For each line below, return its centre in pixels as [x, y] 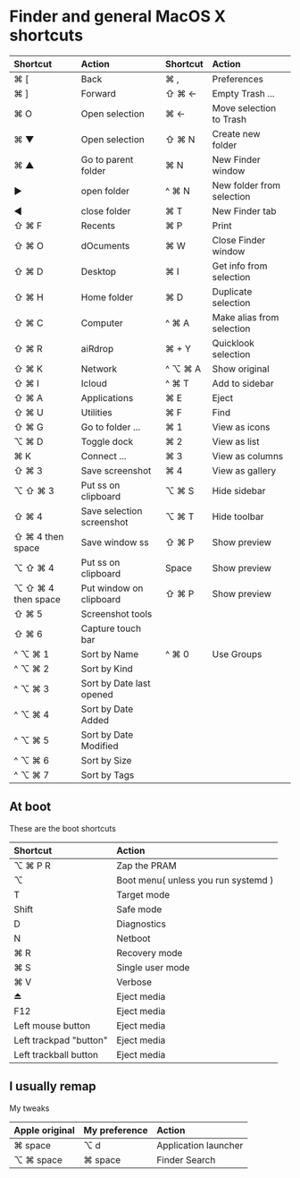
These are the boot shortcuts [62, 828]
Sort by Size [106, 760]
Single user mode [153, 967]
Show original [241, 369]
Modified [100, 746]
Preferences [238, 79]
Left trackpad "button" [61, 1040]
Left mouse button [52, 1025]
